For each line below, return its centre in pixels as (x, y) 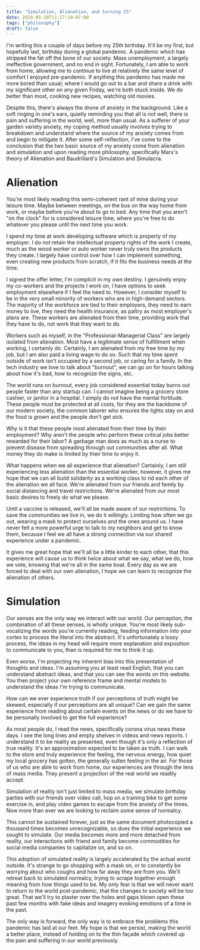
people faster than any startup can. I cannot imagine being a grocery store (97, 391)
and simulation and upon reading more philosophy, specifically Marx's (92, 152)
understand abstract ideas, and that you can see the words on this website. (99, 674)
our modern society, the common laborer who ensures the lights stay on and (100, 410)
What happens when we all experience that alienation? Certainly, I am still (96, 465)
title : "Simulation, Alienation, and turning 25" (69, 12)
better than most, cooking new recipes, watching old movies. (81, 96)
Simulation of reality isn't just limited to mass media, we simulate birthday (96, 792)
